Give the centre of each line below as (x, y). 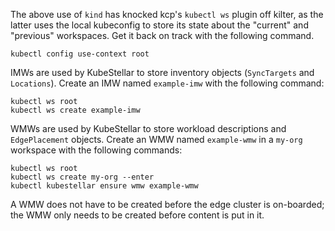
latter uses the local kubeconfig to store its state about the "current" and (159, 25)
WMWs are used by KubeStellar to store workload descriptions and (148, 128)
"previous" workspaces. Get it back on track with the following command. (162, 35)
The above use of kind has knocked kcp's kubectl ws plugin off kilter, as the (167, 14)
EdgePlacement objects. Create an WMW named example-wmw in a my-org (156, 139)
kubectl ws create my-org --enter (82, 177)
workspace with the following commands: (96, 150)
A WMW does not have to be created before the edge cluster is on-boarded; (167, 204)
